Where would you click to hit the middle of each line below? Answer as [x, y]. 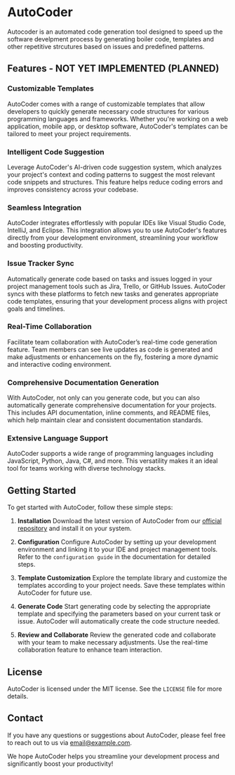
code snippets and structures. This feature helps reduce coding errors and [115, 182]
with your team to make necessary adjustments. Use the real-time [113, 642]
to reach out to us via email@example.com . [69, 742]
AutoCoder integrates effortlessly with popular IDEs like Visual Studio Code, [117, 223]
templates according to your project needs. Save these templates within [121, 586]
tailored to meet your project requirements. [69, 133]
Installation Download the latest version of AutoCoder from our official [120, 521]
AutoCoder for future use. [55, 593]
